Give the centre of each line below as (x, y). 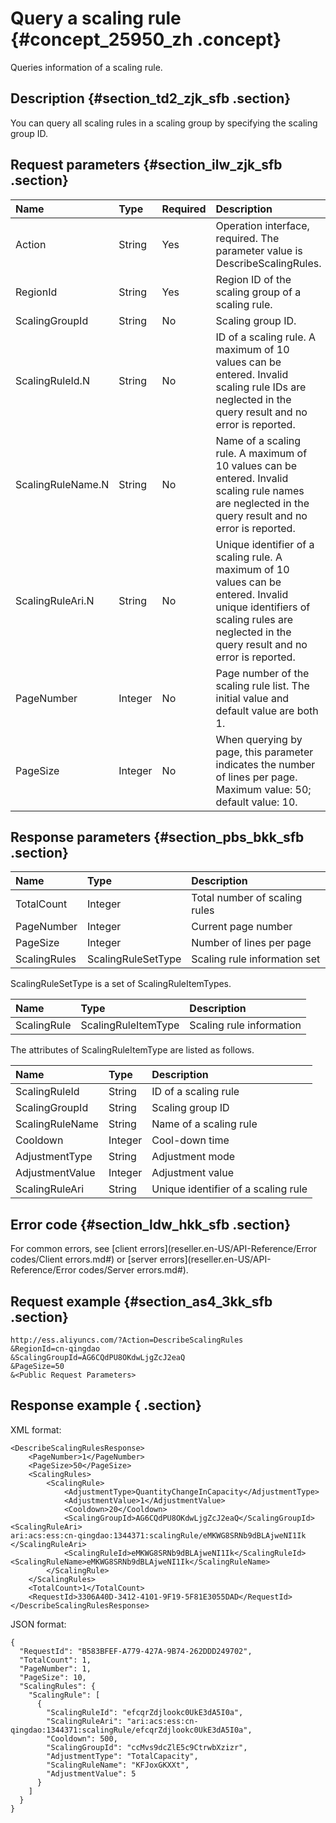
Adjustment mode (193, 1157)
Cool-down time (190, 1140)
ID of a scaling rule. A (266, 337)
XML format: (36, 1429)
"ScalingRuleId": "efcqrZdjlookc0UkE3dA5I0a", (145, 1712)
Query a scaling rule (96, 18)
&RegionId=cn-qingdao (55, 1349)
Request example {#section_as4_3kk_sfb (141, 1301)
